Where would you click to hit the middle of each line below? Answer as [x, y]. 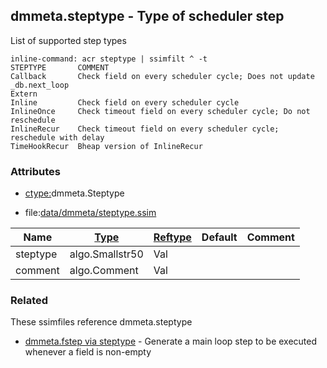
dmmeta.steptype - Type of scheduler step [147, 16]
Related [29, 301]
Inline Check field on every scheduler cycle [125, 102]
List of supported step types [68, 40]
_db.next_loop [40, 85]
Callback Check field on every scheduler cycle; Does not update [162, 76]
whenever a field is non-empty [88, 352]
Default [219, 237]
